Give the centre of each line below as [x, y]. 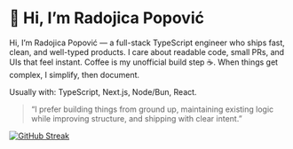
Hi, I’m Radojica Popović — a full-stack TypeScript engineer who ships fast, [147, 43]
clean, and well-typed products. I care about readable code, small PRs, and [147, 51]
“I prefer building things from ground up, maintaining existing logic [152, 109]
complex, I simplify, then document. [75, 74]
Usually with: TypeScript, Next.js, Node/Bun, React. [103, 91]
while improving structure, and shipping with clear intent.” [136, 118]
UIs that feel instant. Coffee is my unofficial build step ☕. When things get [143, 62]
